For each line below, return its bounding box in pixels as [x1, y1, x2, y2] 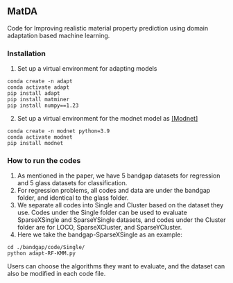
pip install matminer [7, 96, 70, 103]
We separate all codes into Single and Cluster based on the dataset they [17, 201, 224, 209]
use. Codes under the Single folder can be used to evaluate [17, 208, 187, 217]
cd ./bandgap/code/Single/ [7, 244, 85, 251]
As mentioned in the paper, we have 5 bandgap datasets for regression [17, 171, 221, 180]
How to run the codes [7, 156, 81, 166]
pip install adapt [7, 90, 60, 97]
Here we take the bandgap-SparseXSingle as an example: [17, 230, 182, 239]
